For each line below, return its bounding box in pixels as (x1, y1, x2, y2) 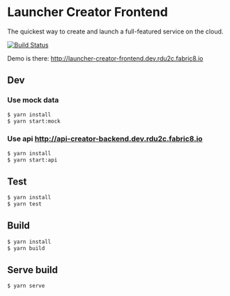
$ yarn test (7, 201, 42, 208)
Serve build (7, 264, 58, 276)
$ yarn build (7, 244, 45, 251)
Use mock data (7, 95, 59, 105)
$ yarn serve (7, 283, 45, 290)
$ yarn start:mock (7, 118, 61, 125)
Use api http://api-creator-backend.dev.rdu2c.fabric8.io (7, 134, 204, 143)
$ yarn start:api (7, 156, 58, 164)
